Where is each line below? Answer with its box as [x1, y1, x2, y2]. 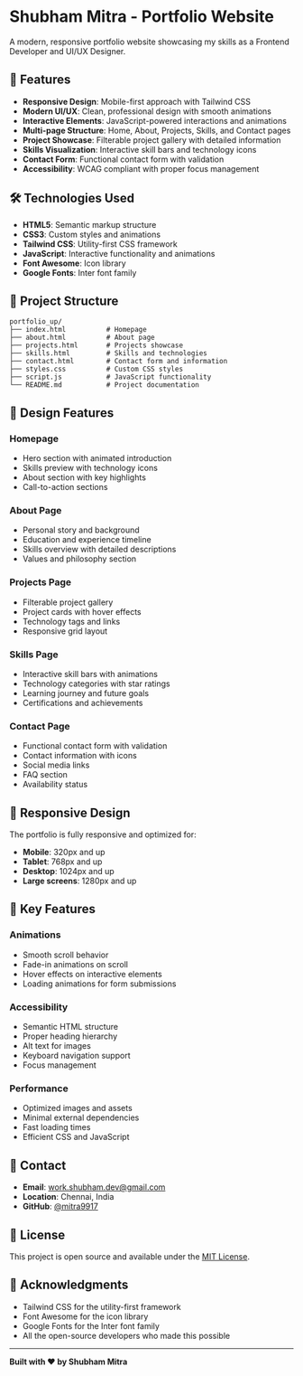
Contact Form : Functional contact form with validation [22, 154, 225, 165]
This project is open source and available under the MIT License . [9, 1250, 251, 1262]
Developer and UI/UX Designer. [9, 45, 126, 56]
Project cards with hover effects [22, 606, 142, 617]
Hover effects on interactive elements [22, 968, 162, 979]
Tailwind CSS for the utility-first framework [22, 1301, 182, 1312]
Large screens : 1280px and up [22, 875, 137, 887]
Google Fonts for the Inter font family [22, 1320, 161, 1331]
